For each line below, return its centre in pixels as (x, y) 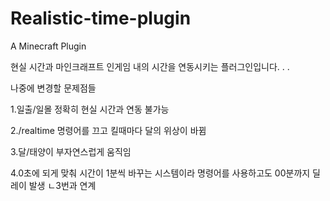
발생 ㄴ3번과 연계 (62, 185)
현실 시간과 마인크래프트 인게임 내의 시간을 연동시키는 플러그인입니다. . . (150, 66)
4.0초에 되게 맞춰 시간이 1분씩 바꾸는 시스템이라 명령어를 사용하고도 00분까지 (160, 173)
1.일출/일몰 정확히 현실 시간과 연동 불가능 (90, 109)
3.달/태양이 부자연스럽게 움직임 (71, 151)
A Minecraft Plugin (48, 46)
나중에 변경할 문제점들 (53, 88)
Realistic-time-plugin (101, 18)
